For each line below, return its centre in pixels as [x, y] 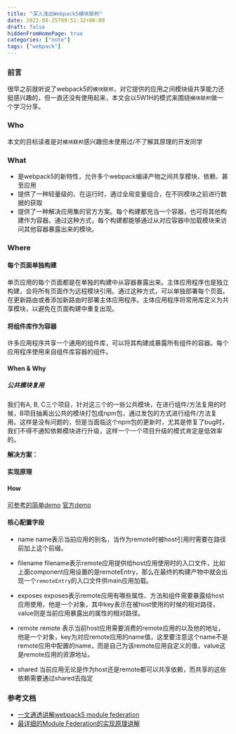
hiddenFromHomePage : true [45, 33]
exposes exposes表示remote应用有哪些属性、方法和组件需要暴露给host [121, 595]
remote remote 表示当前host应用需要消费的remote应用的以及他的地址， [121, 628]
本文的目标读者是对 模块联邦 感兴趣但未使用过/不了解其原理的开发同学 [105, 141]
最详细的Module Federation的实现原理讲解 [79, 723]
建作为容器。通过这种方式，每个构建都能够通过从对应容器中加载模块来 [119, 220]
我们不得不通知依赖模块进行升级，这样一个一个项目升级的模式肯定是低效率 [115, 430]
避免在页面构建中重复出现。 [78, 309]
